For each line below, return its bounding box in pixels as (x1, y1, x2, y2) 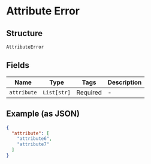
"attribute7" (17, 141, 50, 148)
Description (107, 78, 142, 87)
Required (76, 88, 102, 97)
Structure (6, 28, 43, 38)
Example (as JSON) (6, 109, 80, 119)
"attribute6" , (17, 136, 52, 142)
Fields (6, 60, 30, 70)
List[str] (43, 89, 71, 96)
